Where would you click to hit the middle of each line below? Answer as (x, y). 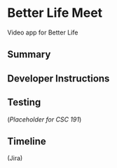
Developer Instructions (58, 78)
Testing (24, 102)
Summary (29, 54)
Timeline (27, 141)
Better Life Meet (55, 13)
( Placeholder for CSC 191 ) (44, 119)
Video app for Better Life (43, 32)
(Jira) (15, 158)
